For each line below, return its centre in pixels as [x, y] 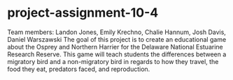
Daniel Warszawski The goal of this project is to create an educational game [117, 39]
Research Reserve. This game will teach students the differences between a [117, 54]
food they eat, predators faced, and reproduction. [79, 69]
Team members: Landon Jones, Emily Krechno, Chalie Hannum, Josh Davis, [116, 32]
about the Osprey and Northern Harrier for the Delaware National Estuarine [115, 47]
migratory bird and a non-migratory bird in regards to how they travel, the [113, 61]
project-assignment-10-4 [83, 13]
